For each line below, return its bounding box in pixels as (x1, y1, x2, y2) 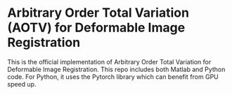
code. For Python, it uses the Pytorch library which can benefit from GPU (7, 72, 219, 81)
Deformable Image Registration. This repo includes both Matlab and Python (7, 65, 226, 73)
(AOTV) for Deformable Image (7, 20, 186, 36)
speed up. (7, 80, 37, 88)
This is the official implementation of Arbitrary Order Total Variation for (7, 57, 212, 66)
